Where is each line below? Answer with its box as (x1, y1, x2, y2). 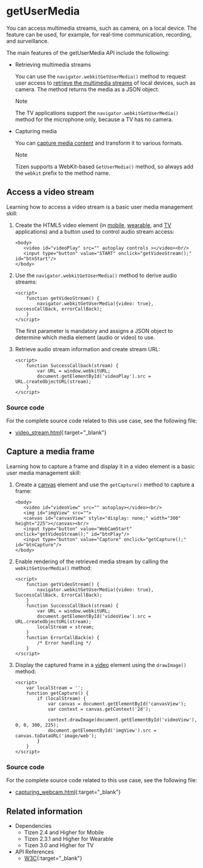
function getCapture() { (26, 690, 89, 696)
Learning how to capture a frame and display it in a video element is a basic (6, 463, 195, 470)
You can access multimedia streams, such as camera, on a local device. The (6, 24, 197, 32)
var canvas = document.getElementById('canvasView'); (47, 701, 187, 707)
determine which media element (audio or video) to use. (15, 334, 156, 341)
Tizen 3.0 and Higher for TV (24, 841, 94, 849)
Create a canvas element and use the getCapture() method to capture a (15, 481, 195, 488)
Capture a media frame (6, 446, 95, 457)
